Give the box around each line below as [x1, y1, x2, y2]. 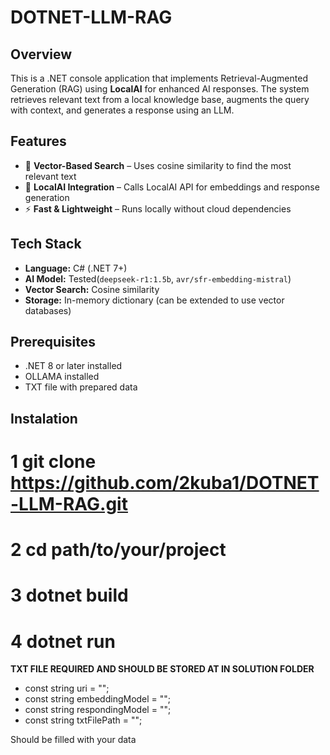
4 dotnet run [10, 630, 116, 653]
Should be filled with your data [10, 734, 137, 746]
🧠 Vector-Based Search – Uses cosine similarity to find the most [24, 159, 292, 171]
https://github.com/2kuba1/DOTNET [10, 472, 320, 495]
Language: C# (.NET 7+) [24, 262, 128, 274]
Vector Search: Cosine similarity [24, 283, 160, 295]
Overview [10, 46, 73, 63]
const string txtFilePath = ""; [24, 714, 143, 726]
